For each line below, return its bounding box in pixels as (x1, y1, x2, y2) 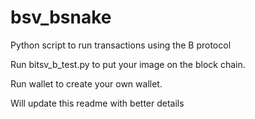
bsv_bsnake (10, 6, 112, 29)
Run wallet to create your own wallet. (10, 77, 163, 90)
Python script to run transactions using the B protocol (10, 39, 232, 51)
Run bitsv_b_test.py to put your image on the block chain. (10, 58, 246, 70)
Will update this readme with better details (10, 97, 185, 109)
